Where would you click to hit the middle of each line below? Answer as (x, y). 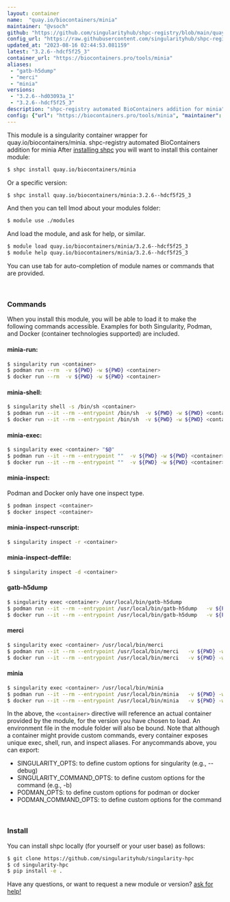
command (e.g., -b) (44, 785)
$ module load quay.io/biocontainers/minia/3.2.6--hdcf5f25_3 (98, 247)
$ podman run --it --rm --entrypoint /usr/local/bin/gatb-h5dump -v (110, 608)
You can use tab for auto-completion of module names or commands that (111, 266)
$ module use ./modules (41, 221)
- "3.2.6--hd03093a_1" (42, 97)
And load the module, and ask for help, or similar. (76, 234)
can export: (23, 750)
